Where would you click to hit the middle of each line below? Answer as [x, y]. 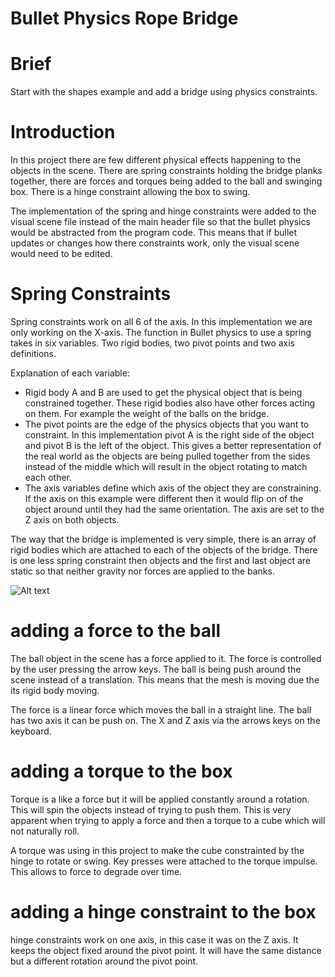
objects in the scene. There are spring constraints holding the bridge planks [166, 171]
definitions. [33, 353]
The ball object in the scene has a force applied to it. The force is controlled [166, 658]
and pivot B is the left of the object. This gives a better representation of [173, 445]
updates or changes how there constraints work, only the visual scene [155, 243]
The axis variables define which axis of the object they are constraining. [173, 488]
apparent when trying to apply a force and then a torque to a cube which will [168, 820]
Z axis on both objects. [72, 520]
